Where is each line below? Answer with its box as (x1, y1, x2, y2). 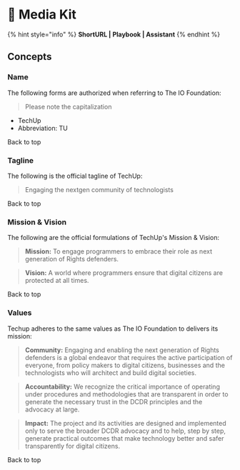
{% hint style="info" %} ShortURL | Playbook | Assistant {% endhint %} (7, 30, 220, 39)
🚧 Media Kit (7, 6, 77, 23)
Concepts (7, 51, 52, 63)
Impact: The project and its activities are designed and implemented (24, 419, 226, 427)
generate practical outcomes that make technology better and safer (24, 434, 224, 442)
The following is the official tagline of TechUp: (7, 171, 143, 180)
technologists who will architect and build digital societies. (24, 368, 197, 377)
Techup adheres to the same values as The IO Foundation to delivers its (7, 324, 219, 333)
